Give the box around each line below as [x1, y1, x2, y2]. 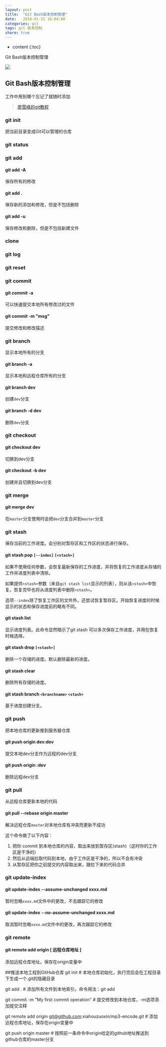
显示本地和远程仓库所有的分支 [5, 373, 66, 379]
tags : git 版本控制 [5, 26, 43, 31]
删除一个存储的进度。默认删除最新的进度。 [5, 656, 92, 662]
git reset [5, 264, 26, 271]
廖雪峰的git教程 [17, 104, 49, 110]
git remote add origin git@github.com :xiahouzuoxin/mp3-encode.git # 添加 [5, 1013, 158, 1019]
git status [5, 141, 29, 148]
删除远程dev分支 [5, 774, 39, 780]
